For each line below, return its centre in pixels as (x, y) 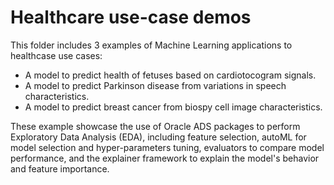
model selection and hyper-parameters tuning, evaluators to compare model (167, 147)
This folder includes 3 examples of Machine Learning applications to (151, 45)
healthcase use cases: (56, 55)
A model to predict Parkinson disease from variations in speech (155, 85)
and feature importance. (60, 168)
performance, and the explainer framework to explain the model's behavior (165, 158)
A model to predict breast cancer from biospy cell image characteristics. (173, 107)
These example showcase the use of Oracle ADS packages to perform (155, 126)
